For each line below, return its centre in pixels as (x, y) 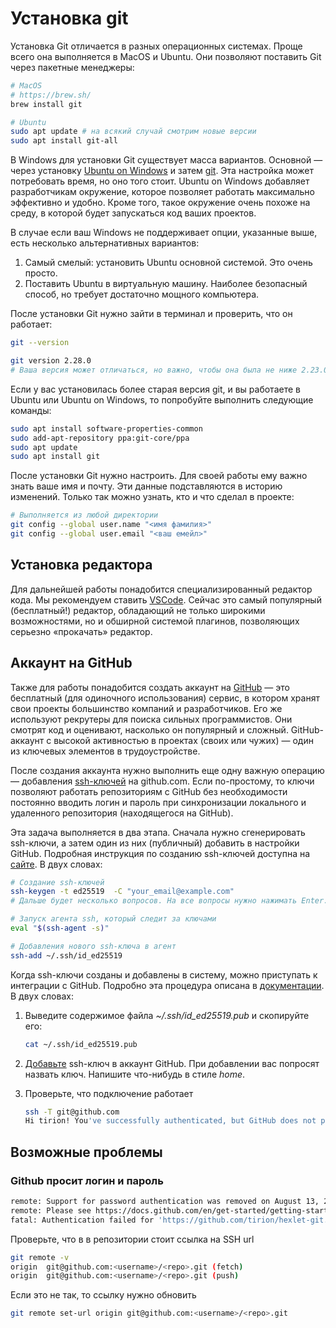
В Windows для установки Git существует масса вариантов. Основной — (166, 160)
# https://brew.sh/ (51, 95)
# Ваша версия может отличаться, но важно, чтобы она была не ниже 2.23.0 (169, 370)
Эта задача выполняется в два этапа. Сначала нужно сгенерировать (158, 832)
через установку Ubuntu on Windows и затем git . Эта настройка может (162, 171)
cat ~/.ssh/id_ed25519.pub (81, 1044)
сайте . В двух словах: (56, 864)
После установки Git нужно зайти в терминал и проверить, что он (151, 314)
